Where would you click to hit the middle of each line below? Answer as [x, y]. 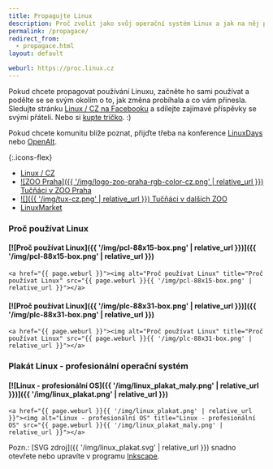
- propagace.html [45, 46]
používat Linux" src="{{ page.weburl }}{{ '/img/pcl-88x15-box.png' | [130, 281]
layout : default [36, 54]
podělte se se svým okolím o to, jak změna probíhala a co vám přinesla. [128, 100]
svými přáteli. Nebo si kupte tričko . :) [70, 117]
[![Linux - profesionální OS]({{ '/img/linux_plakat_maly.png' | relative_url [134, 385]
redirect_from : [34, 39]
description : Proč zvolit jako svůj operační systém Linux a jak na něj [134, 24]
